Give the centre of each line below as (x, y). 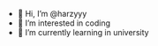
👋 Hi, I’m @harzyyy (52, 14)
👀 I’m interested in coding (64, 23)
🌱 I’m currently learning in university (83, 32)
